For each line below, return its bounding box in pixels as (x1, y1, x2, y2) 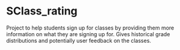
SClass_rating (6, 4, 78, 18)
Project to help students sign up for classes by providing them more (6, 24, 175, 31)
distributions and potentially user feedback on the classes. (6, 37, 152, 44)
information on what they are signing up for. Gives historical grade (6, 30, 170, 37)
